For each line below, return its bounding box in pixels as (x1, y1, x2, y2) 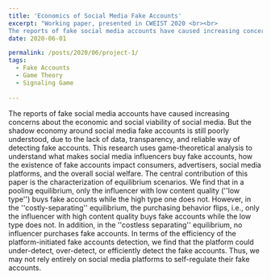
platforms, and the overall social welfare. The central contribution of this (8, 169, 248, 178)
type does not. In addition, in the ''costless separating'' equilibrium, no (8, 219, 243, 230)
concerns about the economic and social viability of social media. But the (8, 117, 252, 127)
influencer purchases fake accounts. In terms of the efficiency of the (8, 228, 236, 238)
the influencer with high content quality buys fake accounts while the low (8, 211, 252, 221)
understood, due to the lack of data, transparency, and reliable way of (8, 134, 240, 144)
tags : (8, 56, 27, 65)
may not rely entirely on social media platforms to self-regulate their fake (8, 254, 250, 264)
